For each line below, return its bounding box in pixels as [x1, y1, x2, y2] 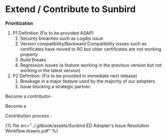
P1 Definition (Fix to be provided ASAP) [12, 30, 94, 36]
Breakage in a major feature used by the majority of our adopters [20, 78, 155, 84]
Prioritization [5, 20, 34, 26]
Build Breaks [20, 56, 46, 62]
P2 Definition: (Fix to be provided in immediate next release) [12, 73, 138, 79]
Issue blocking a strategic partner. [20, 83, 91, 89]
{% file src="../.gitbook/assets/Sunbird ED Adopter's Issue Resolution [5, 122, 149, 128]
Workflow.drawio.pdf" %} [5, 127, 59, 134]
